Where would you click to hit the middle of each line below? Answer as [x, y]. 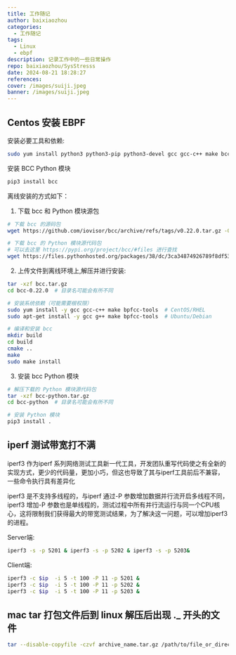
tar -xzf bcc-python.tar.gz [48, 396]
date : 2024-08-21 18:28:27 [47, 72]
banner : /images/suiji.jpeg [48, 92]
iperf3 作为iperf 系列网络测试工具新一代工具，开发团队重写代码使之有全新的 [117, 463]
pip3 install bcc [33, 181]
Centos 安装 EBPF [46, 123]
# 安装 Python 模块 [34, 415]
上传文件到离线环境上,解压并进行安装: [72, 271]
